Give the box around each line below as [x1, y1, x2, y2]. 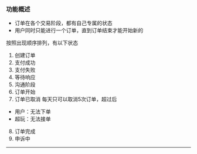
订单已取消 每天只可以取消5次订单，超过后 [14, 95, 117, 103]
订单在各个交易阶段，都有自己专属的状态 [14, 19, 113, 27]
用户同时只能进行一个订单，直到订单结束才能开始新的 [14, 27, 144, 34]
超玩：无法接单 [14, 115, 51, 122]
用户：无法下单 [14, 108, 51, 115]
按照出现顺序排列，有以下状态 [6, 39, 78, 46]
